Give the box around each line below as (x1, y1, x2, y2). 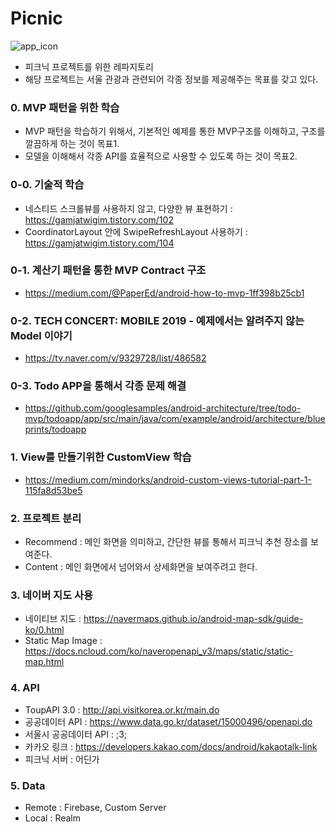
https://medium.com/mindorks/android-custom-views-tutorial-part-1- (24, 473, 312, 486)
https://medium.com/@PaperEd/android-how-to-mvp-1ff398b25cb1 (24, 287, 305, 299)
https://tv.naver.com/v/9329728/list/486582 (24, 352, 207, 364)
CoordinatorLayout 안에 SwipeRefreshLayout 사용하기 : (24, 225, 248, 237)
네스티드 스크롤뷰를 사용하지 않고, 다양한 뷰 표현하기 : (24, 202, 233, 214)
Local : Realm (24, 812, 82, 824)
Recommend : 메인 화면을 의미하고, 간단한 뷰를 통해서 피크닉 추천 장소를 (24, 536, 309, 548)
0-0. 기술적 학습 (10, 178, 85, 192)
